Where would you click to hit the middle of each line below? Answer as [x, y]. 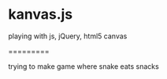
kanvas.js [41, 14]
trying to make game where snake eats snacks [83, 66]
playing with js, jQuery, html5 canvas [68, 36]
